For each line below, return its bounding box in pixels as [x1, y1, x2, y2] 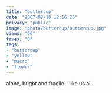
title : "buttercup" [6, 8, 54, 15]
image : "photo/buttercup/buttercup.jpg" [6, 25, 107, 31]
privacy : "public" [6, 20, 51, 25]
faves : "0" [6, 36, 33, 42]
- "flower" [6, 63, 33, 70]
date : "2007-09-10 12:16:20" [6, 14, 78, 20]
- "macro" [6, 58, 31, 64]
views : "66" [6, 31, 35, 37]
